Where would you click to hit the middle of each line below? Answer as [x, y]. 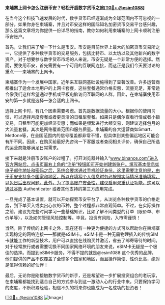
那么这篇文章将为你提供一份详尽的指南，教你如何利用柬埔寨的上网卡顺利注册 [82, 30]
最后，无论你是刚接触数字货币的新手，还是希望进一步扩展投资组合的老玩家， [82, 275]
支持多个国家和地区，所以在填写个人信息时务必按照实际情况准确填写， [89, 177]
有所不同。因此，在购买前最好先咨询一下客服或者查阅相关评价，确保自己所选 [82, 141]
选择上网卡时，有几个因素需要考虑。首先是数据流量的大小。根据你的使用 [78, 111]
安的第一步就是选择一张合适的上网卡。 [44, 100]
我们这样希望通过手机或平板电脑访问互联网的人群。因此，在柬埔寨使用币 [87, 94]
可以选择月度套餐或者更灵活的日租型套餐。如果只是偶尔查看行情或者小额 [87, 117]
